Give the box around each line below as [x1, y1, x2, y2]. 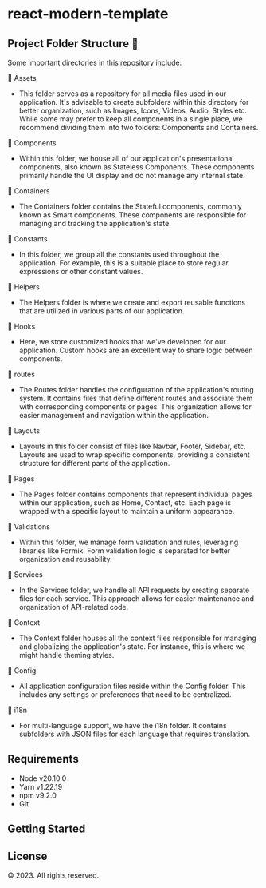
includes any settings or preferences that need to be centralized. [18, 690, 232, 699]
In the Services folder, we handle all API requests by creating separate [18, 585, 250, 595]
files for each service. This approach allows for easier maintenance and [18, 594, 254, 603]
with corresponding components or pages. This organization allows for [18, 402, 252, 412]
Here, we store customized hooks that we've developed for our [18, 337, 226, 346]
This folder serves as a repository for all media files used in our [18, 89, 226, 98]
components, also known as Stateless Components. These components [18, 162, 255, 172]
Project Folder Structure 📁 [7, 37, 139, 50]
